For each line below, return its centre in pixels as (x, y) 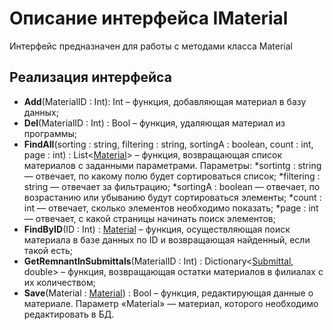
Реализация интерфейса (90, 77)
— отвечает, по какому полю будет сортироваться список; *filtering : (172, 176)
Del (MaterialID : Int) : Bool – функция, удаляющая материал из (154, 123)
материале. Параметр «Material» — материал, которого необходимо (171, 303)
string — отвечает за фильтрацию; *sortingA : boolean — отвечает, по (172, 186)
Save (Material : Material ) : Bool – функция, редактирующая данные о (168, 293)
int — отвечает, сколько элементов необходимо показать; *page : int (171, 208)
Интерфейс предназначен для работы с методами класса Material (151, 46)
